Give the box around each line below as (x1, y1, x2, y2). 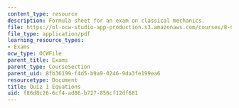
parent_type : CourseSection (7, 63, 91, 70)
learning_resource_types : (7, 37, 84, 44)
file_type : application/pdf (7, 30, 91, 38)
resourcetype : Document (7, 76, 78, 84)
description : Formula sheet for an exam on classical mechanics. (7, 17, 205, 24)
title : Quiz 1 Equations (7, 83, 81, 90)
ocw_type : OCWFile (7, 50, 62, 58)
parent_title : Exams (7, 57, 69, 64)
